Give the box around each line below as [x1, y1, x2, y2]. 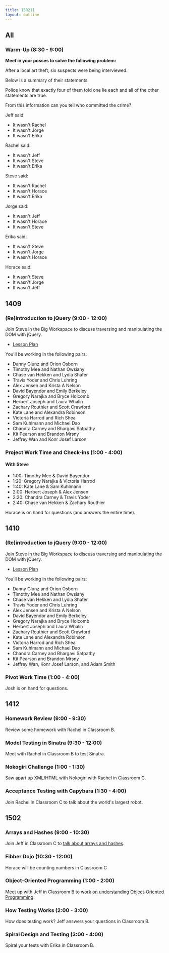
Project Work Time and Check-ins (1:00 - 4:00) [5, 449, 123, 456]
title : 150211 [5, 7, 35, 13]
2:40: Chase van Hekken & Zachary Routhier [12, 500, 105, 506]
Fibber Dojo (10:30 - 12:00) [5, 853, 73, 860]
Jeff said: [5, 112, 25, 118]
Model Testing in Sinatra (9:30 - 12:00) [5, 739, 102, 746]
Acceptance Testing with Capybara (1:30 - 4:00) [5, 787, 127, 794]
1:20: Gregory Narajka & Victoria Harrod [12, 478, 95, 484]
